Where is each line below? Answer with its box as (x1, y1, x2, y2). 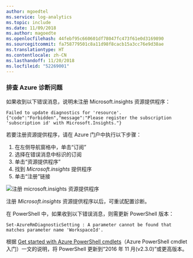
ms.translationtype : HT (6, 47, 65, 53)
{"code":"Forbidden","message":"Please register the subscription (6, 115, 172, 121)
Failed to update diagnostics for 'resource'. (6, 110, 122, 116)
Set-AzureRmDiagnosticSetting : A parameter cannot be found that (6, 222, 172, 228)
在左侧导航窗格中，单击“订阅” (14, 143, 87, 150)
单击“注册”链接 (14, 172, 51, 179)
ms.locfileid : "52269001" (6, 63, 69, 69)
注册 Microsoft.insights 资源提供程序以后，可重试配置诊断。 (6, 198, 150, 205)
